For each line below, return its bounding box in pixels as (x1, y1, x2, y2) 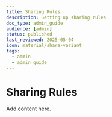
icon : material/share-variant (6, 43, 82, 49)
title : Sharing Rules (6, 8, 61, 15)
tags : (6, 48, 20, 54)
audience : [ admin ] (6, 25, 52, 32)
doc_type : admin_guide (6, 20, 63, 26)
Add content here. (6, 105, 51, 112)
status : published (6, 31, 52, 37)
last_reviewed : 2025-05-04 (6, 37, 74, 43)
